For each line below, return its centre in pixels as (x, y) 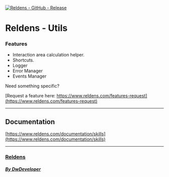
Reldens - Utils (36, 28)
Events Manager (29, 76)
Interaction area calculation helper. (48, 55)
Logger (20, 66)
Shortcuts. (23, 60)
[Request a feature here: (30, 96)
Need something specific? (32, 86)
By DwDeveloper (23, 169)
